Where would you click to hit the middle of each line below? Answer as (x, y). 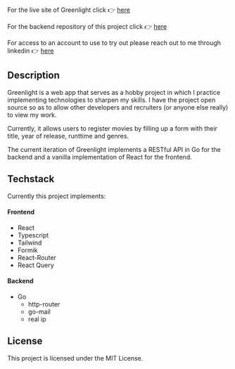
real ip (37, 319)
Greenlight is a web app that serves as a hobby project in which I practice (114, 92)
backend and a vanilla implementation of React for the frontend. (100, 157)
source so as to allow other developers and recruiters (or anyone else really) (118, 107)
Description (33, 76)
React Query (36, 265)
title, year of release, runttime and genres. (68, 136)
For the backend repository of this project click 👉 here (87, 26)
